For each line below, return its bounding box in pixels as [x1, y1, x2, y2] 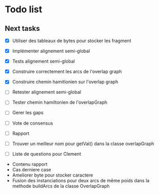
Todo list [5, 4, 43, 15]
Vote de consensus [12, 120, 53, 126]
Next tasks [5, 24, 40, 33]
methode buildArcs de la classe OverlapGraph [12, 183, 110, 189]
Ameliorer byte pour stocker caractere [12, 172, 93, 178]
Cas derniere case [12, 166, 51, 172]
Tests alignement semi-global [12, 58, 75, 65]
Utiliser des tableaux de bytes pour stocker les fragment [12, 37, 131, 44]
